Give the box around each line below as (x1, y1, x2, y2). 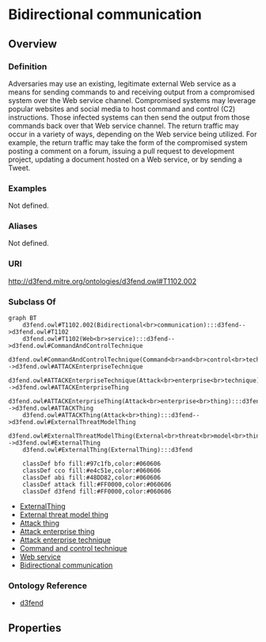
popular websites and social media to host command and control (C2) (8, 104, 236, 113)
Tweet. (8, 162, 31, 172)
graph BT (8, 315, 37, 323)
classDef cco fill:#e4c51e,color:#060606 (22, 467, 161, 475)
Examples (8, 182, 47, 193)
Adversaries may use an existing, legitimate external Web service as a (8, 78, 237, 88)
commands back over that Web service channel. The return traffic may (8, 120, 239, 130)
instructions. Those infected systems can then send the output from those (8, 113, 250, 122)
